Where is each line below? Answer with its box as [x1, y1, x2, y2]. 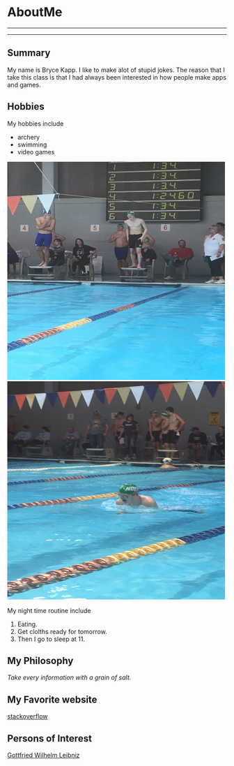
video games [17, 147, 55, 156]
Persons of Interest [7, 732, 93, 744]
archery [17, 133, 40, 141]
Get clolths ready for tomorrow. [17, 627, 108, 635]
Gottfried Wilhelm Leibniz [7, 751, 80, 759]
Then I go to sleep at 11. [17, 635, 86, 643]
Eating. [17, 619, 38, 628]
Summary [7, 47, 51, 59]
